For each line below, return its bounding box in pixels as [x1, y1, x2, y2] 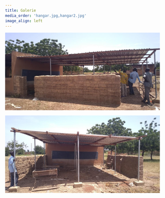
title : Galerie [5, 8, 36, 13]
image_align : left [5, 18, 43, 23]
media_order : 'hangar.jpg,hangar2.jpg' [5, 13, 87, 18]
